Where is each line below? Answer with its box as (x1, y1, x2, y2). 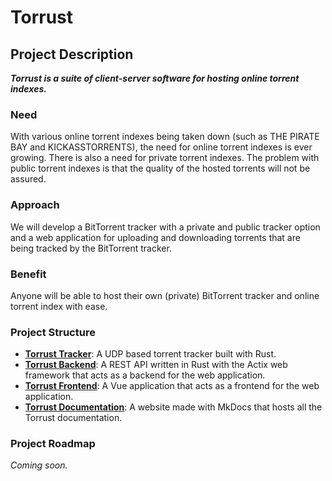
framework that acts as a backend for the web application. (24, 369, 266, 381)
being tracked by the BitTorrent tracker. (10, 242, 172, 254)
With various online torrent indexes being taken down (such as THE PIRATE (10, 131, 320, 143)
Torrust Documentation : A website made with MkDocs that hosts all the (24, 401, 323, 413)
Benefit (10, 267, 47, 281)
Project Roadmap (10, 437, 96, 451)
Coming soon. (10, 459, 68, 471)
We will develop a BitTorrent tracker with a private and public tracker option (10, 221, 321, 233)
